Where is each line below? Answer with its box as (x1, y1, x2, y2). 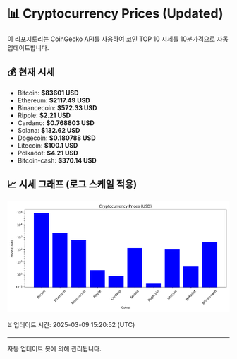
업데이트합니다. (7, 43, 49, 52)
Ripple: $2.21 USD (17, 111, 71, 119)
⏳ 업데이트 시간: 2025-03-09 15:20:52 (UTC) (7, 320, 135, 329)
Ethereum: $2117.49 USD (17, 96, 90, 105)
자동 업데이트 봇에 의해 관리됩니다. (7, 344, 102, 353)
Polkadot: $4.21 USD (17, 148, 79, 157)
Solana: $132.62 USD (17, 126, 80, 134)
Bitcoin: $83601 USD (17, 88, 79, 97)
